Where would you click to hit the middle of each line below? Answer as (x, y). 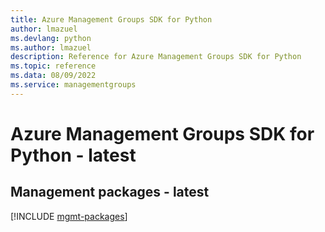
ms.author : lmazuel (51, 47)
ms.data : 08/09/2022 (53, 76)
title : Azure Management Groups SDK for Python (111, 19)
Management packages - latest (110, 192)
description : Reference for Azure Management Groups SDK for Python (156, 57)
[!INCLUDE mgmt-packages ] (69, 216)
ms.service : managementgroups (73, 85)
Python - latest (73, 155)
